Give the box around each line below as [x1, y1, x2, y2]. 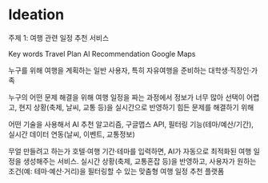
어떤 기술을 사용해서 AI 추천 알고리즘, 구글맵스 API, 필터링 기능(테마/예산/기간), [8, 119, 254, 129]
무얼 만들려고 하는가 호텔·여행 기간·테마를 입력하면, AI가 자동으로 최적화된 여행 [8, 146, 252, 156]
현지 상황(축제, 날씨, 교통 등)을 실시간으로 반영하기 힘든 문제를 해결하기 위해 [18, 102, 254, 112]
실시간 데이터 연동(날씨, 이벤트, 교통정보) [8, 129, 135, 139]
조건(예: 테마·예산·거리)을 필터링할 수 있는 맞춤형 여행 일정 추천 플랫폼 [8, 166, 225, 176]
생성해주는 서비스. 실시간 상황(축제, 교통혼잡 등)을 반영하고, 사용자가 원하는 [22, 156, 257, 165]
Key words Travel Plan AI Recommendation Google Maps [8, 49, 196, 58]
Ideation [8, 6, 65, 24]
